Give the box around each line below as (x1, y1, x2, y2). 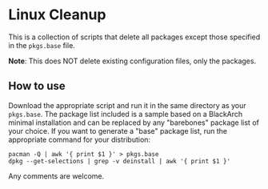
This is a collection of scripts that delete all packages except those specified (8, 32, 261, 42)
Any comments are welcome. (8, 171, 105, 181)
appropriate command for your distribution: (8, 135, 150, 144)
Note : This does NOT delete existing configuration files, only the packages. (8, 56, 257, 66)
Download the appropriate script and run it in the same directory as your (8, 100, 246, 110)
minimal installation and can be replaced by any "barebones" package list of (8, 118, 260, 127)
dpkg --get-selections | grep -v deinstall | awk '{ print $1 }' (8, 157, 230, 165)
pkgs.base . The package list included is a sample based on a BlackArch (8, 109, 243, 119)
